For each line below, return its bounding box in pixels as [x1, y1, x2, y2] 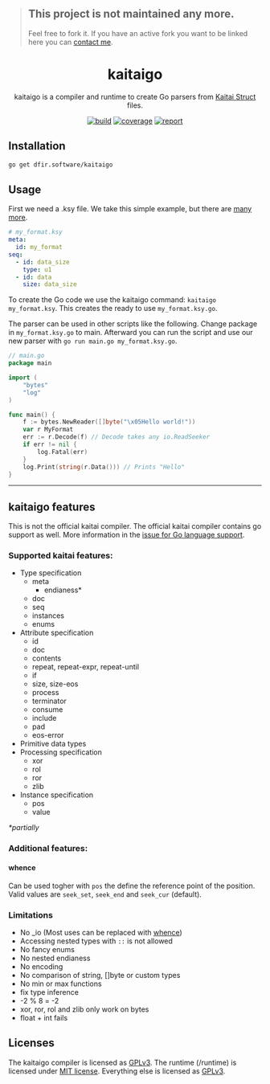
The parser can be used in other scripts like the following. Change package [8, 319, 258, 329]
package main [8, 359, 52, 367]
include [31, 714, 57, 723]
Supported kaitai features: [8, 550, 113, 562]
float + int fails [19, 1012, 68, 1022]
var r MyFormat [22, 426, 74, 434]
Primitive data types [19, 739, 87, 749]
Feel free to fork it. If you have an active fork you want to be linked [27, 28, 248, 38]
